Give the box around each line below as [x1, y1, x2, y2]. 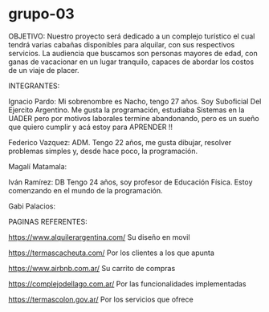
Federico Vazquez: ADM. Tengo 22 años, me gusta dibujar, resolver [8, 137, 232, 147]
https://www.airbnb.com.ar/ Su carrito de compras [8, 263, 176, 273]
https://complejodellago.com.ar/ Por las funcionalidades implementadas [8, 278, 247, 289]
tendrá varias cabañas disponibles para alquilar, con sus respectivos [8, 39, 235, 49]
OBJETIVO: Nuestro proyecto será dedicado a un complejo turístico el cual [8, 31, 255, 41]
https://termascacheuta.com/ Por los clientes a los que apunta [8, 248, 215, 257]
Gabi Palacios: [8, 201, 56, 211]
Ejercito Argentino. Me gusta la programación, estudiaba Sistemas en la [8, 105, 245, 115]
